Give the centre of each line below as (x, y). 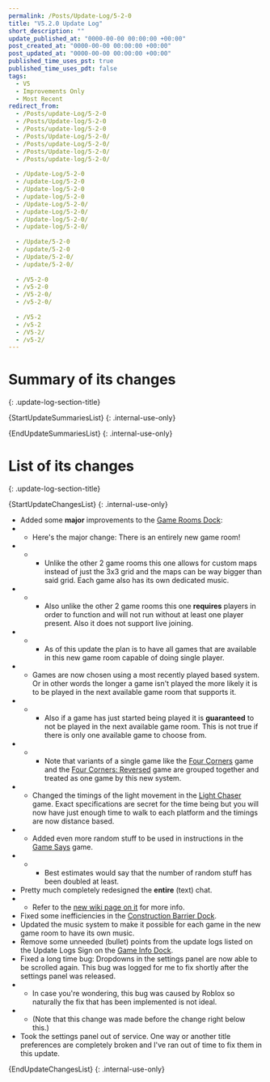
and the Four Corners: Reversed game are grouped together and (152, 769)
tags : (17, 76)
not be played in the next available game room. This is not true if (151, 726)
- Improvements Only (50, 91)
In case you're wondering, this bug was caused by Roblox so (133, 994)
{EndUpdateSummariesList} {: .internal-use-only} (91, 433)
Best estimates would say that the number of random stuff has (148, 873)
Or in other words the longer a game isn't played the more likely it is (145, 684)
